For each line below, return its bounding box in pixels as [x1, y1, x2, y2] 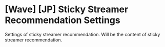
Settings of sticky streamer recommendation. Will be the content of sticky [5, 31, 160, 37]
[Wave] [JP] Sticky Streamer [5, 4, 129, 15]
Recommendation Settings [5, 14, 121, 26]
